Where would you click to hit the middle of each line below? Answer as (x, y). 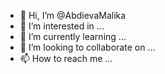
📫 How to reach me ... (66, 58)
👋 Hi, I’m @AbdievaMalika (73, 15)
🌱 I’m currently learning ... (73, 36)
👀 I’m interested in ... (62, 26)
